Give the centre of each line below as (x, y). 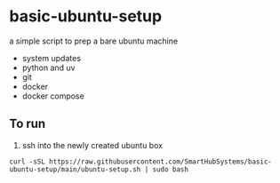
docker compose (53, 96)
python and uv (48, 68)
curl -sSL (28, 162)
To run (28, 124)
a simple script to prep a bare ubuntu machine (94, 41)
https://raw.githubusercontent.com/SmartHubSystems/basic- (160, 162)
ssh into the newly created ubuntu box (92, 145)
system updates (52, 58)
